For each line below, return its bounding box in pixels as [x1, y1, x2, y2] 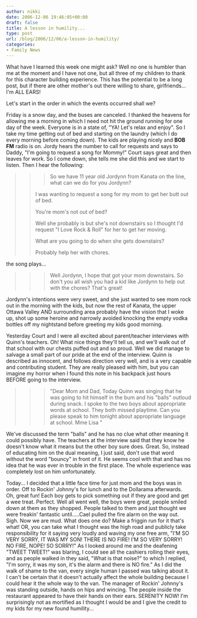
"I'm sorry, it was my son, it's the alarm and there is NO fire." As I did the [6, 561, 182, 568]
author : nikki [6, 8, 41, 15]
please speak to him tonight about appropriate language [49, 413, 186, 420]
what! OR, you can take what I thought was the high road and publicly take [6, 523, 186, 530]
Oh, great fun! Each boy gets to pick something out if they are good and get [6, 492, 189, 499]
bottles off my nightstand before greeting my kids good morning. [6, 321, 163, 328]
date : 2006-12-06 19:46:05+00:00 [6, 14, 88, 20]
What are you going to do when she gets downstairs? [35, 237, 165, 244]
